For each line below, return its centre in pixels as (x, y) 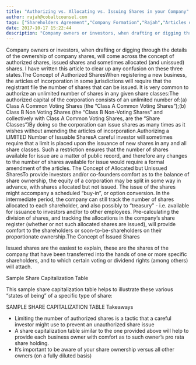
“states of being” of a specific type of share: (59, 296)
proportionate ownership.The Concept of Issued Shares (73, 237)
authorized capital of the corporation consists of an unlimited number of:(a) (97, 100)
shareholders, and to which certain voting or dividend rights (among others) (97, 261)
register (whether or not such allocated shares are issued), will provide (91, 224)
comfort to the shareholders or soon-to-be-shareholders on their (84, 231)
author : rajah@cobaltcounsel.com (47, 17)
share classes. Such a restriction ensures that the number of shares (87, 149)
